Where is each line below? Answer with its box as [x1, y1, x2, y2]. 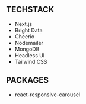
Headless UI [14, 51, 45, 58]
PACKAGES [6, 75, 49, 85]
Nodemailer [14, 39, 43, 46]
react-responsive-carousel [14, 91, 81, 98]
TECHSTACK [6, 5, 55, 15]
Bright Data [14, 27, 43, 34]
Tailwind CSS [14, 58, 47, 65]
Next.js [14, 20, 33, 27]
